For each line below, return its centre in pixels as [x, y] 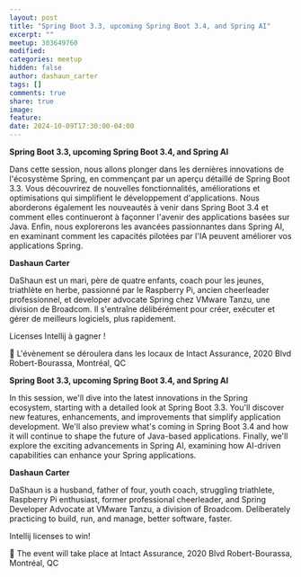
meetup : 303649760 [44, 43]
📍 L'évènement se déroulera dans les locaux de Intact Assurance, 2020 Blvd [150, 353]
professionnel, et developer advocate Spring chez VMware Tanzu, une [140, 299]
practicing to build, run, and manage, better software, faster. [121, 519]
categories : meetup [46, 59]
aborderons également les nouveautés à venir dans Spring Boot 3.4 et [139, 207]
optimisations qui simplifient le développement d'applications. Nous [135, 198]
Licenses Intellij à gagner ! [58, 336]
